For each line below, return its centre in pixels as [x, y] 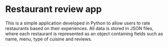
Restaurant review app [53, 9]
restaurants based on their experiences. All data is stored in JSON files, [79, 28]
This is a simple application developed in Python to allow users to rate [78, 23]
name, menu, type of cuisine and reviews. [49, 39]
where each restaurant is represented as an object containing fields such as [84, 33]
